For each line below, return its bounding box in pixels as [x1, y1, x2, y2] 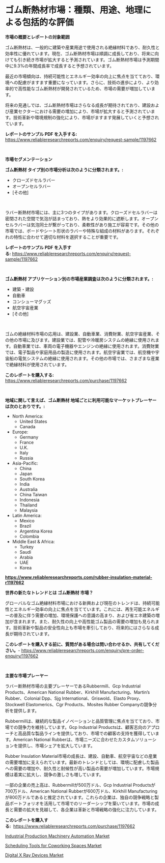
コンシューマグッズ [12, 298, 52, 304]
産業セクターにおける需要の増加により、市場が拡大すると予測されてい [9, 108, 151, 114]
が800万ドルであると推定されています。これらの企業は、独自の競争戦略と [5, 794, 155, 800]
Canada [19, 423, 36, 429]
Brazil [19, 523, 31, 529]
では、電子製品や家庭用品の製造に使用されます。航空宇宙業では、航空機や [5, 349, 156, 355]
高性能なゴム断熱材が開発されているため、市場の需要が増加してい [18, 86, 151, 91]
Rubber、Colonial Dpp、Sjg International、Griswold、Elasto [5, 695, 126, 701]
